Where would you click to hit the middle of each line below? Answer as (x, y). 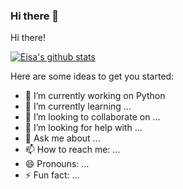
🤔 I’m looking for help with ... (83, 128)
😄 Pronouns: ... (57, 164)
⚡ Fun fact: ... (52, 175)
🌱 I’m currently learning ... (78, 106)
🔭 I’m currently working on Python (95, 96)
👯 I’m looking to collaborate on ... (92, 117)
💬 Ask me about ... (62, 138)
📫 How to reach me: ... (72, 150)
